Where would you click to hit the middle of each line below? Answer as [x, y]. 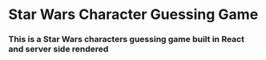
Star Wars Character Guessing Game [133, 15]
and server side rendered [58, 49]
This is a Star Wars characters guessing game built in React [126, 39]
